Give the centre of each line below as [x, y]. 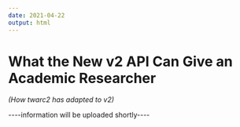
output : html [30, 23]
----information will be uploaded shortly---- [79, 115]
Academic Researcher [82, 78]
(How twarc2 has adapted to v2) [61, 100]
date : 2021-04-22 [37, 15]
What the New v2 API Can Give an [121, 62]
